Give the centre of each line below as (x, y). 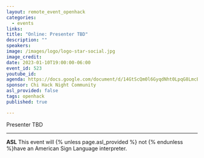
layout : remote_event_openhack (46, 12)
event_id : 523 (24, 68)
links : (15, 29)
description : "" (27, 40)
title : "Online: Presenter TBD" (47, 35)
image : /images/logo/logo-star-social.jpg (61, 51)
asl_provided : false (32, 91)
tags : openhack (25, 96)
